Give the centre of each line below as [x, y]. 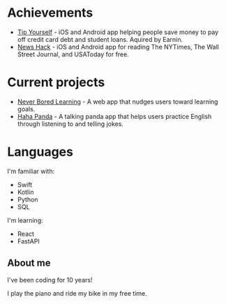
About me [29, 263]
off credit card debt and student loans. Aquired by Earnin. [100, 39]
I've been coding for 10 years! [50, 280]
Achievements [50, 13]
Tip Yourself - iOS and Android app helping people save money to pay [118, 32]
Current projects [56, 82]
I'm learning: [25, 220]
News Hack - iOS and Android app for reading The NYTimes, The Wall [118, 47]
